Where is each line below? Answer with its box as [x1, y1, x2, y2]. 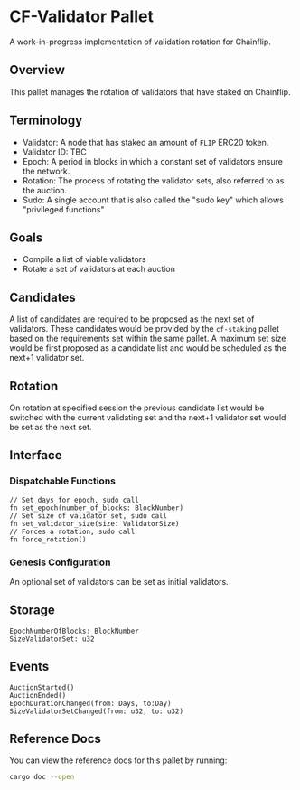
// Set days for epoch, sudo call [9, 495, 140, 504]
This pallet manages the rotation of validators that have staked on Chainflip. [9, 86, 291, 97]
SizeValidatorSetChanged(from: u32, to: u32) [9, 707, 183, 716]
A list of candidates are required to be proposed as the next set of [9, 314, 255, 324]
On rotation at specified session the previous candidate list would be [9, 402, 265, 413]
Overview [9, 62, 66, 78]
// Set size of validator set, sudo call [9, 511, 168, 521]
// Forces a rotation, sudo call [9, 527, 136, 536]
